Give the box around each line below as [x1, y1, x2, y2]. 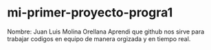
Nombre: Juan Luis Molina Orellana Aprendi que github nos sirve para [7, 27, 205, 36]
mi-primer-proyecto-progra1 [7, 5, 173, 21]
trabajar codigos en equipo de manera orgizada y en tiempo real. [7, 34, 191, 42]
